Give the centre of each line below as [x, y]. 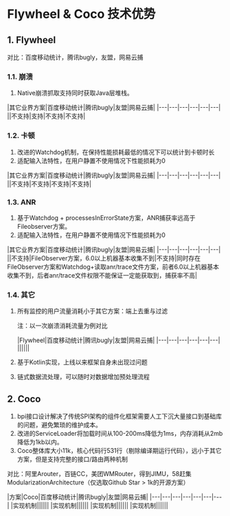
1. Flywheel [32, 40]
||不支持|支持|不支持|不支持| [46, 116]
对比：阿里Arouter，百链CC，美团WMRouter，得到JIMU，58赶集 [100, 474]
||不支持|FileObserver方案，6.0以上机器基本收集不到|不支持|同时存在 [104, 258]
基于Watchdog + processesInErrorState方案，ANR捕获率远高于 [106, 218]
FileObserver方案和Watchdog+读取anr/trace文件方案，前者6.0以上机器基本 [113, 267]
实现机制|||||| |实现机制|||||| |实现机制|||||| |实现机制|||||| [90, 505]
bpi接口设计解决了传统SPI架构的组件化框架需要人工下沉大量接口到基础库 [119, 416]
